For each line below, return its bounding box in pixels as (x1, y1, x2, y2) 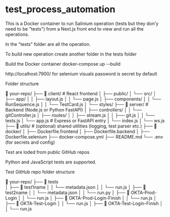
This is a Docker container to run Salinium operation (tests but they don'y (5, 20, 159, 26)
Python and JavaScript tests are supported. (5, 159, 97, 165)
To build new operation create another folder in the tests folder (5, 51, 137, 57)
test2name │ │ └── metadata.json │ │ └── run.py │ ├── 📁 (5, 189, 130, 196)
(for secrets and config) (5, 139, 55, 145)
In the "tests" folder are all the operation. (5, 41, 91, 47)
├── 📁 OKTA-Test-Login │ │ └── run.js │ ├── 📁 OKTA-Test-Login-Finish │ (5, 200, 163, 206)
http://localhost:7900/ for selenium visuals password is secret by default (5, 70, 157, 77)
